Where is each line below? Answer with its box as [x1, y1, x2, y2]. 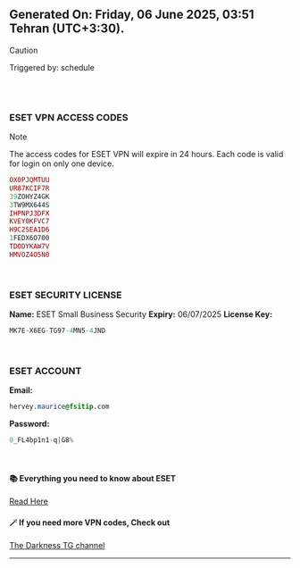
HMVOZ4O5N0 [9, 250, 50, 259]
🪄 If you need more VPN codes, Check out [9, 517, 171, 528]
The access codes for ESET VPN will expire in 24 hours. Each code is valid [9, 149, 284, 160]
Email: [9, 385, 33, 396]
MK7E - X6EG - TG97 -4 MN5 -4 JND [9, 326, 105, 336]
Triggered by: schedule [9, 62, 96, 72]
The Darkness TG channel [9, 540, 105, 551]
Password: [9, 419, 50, 430]
